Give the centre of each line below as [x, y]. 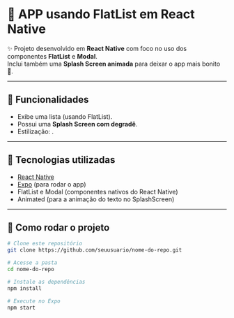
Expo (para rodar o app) [52, 184]
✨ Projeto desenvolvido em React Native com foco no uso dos [97, 48]
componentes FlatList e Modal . [52, 56]
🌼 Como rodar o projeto [58, 227]
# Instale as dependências [46, 282]
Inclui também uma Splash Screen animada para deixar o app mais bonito [114, 64]
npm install [24, 288]
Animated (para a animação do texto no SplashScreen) [96, 199]
